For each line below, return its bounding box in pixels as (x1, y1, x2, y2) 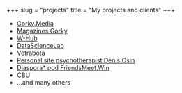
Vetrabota (16, 49, 46, 57)
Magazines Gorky (16, 27, 68, 35)
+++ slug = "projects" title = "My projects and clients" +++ (6, 6, 176, 14)
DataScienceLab (16, 42, 64, 49)
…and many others (16, 78, 71, 86)
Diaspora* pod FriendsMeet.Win (16, 64, 109, 71)
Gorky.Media (16, 19, 54, 27)
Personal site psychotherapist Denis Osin (16, 56, 135, 65)
